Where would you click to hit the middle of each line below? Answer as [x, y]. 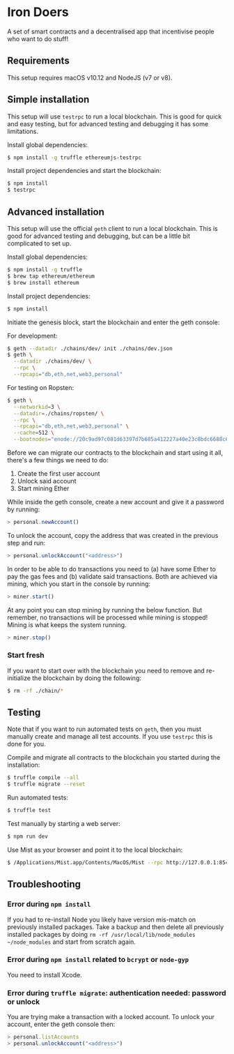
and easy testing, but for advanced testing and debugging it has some [108, 123]
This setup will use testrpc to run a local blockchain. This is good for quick [115, 116]
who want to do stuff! [38, 38]
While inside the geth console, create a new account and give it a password [116, 502]
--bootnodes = [32, 439]
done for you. [27, 744]
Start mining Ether [43, 488]
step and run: [26, 543]
